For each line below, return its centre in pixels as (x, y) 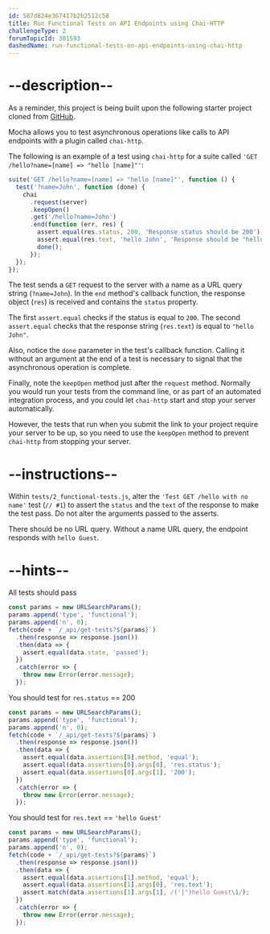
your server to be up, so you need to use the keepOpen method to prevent (129, 433)
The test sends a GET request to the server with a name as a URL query (125, 285)
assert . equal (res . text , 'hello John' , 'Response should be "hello (151, 240)
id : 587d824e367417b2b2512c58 (59, 16)
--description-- (61, 86)
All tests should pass (43, 592)
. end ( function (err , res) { (77, 225)
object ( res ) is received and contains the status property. (103, 302)
